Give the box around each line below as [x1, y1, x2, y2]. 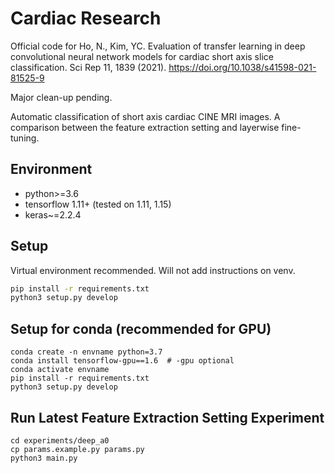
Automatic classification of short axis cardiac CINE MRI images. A [10, 110, 281, 122]
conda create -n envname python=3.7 [10, 347, 163, 357]
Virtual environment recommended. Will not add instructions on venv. [10, 264, 296, 276]
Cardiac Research [10, 7, 162, 30]
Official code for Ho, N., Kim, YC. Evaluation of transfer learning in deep [10, 40, 306, 52]
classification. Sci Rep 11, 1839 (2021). [10, 61, 167, 73]
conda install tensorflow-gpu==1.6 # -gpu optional [10, 356, 235, 366]
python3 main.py [10, 453, 78, 463]
